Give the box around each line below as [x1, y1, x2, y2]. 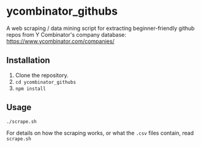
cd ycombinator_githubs [15, 79, 77, 85]
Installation [6, 55, 50, 65]
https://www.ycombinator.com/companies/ [6, 37, 115, 45]
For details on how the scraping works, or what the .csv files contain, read [6, 129, 194, 136]
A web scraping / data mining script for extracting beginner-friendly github [6, 24, 195, 32]
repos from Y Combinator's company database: [6, 31, 127, 38]
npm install [15, 86, 46, 92]
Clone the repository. [15, 72, 69, 79]
